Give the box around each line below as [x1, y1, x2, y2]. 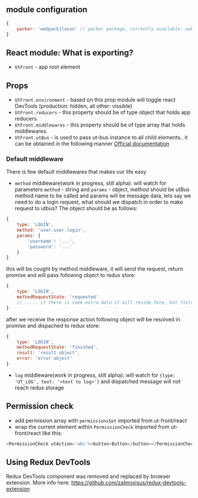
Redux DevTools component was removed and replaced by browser [6, 473, 171, 480]
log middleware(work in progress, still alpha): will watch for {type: [14, 372, 176, 379]
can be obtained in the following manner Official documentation [14, 140, 170, 147]
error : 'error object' [16, 356, 72, 362]
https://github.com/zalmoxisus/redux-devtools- [71, 479, 187, 486]
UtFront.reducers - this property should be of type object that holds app [14, 109, 191, 116]
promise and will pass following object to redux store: [6, 272, 136, 279]
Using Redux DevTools [6, 457, 91, 467]
